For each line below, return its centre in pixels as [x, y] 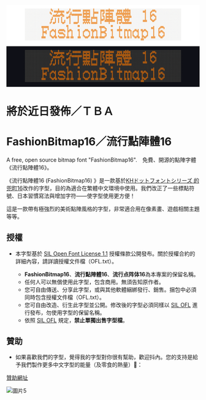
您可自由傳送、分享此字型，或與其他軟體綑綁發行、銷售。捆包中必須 [110, 289]
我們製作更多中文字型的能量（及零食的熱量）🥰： [82, 365]
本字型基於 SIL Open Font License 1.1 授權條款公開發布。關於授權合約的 [105, 254]
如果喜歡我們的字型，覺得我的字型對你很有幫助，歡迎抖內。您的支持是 [104, 357]
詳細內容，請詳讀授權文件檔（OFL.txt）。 [66, 261]
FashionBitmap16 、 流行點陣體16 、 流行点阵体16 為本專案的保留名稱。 [112, 274]
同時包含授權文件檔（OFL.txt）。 [65, 297]
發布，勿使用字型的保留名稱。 [67, 312]
